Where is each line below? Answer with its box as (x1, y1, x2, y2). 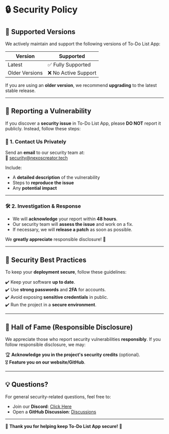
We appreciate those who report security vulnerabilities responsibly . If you (5, 336, 161, 342)
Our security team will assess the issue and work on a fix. (12, 221, 133, 227)
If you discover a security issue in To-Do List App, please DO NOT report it (5, 120, 161, 126)
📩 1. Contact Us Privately (5, 138, 66, 145)
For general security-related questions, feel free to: (5, 393, 111, 400)
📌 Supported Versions (5, 27, 75, 36)
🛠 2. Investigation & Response (5, 203, 81, 210)
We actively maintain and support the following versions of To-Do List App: (5, 41, 161, 47)
